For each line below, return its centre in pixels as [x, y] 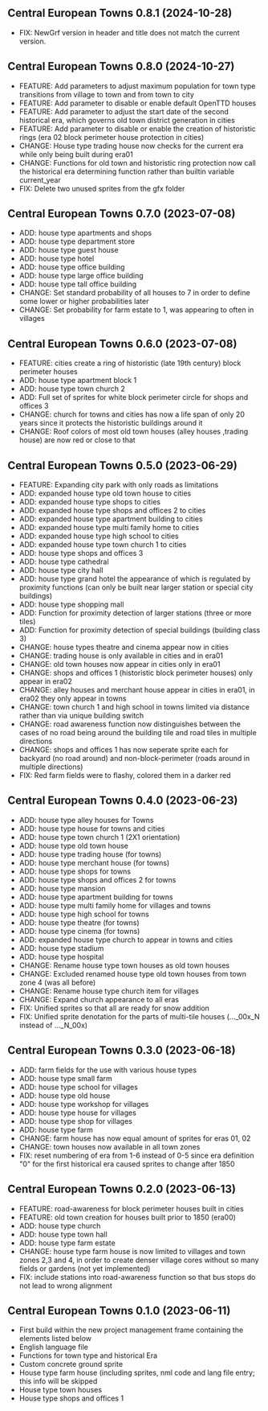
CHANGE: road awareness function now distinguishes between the [130, 724]
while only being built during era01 [76, 154]
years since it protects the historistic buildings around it [111, 423]
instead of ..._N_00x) [53, 1025]
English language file [54, 1347]
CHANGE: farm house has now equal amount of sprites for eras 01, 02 [135, 1138]
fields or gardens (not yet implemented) [85, 1268]
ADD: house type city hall [61, 570]
